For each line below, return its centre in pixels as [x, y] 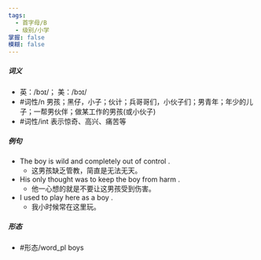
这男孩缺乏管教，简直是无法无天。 [86, 170]
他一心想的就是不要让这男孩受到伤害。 [93, 189]
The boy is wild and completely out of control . [95, 161]
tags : [17, 15]
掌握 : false [26, 37]
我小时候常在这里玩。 [66, 207]
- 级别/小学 [32, 30]
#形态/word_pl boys [51, 247]
